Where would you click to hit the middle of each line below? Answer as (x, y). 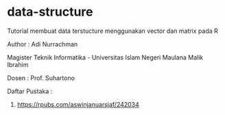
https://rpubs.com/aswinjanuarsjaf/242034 (78, 104)
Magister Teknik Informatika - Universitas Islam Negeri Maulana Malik (105, 57)
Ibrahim (18, 64)
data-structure (50, 12)
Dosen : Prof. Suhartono (41, 78)
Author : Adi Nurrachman (43, 44)
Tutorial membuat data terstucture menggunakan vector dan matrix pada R (113, 31)
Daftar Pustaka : (30, 91)
